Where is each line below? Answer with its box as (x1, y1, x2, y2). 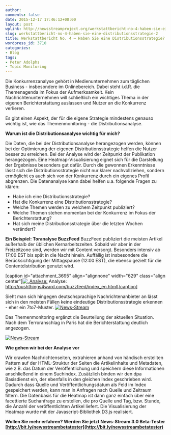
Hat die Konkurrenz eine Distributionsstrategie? (12, 199, 112, 205)
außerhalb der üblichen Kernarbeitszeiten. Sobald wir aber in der (5, 241, 141, 248)
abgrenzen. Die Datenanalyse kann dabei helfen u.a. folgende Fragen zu (5, 178, 157, 184)
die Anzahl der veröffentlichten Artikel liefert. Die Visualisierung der (5, 403, 147, 410)
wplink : (5, 26, 22, 32)
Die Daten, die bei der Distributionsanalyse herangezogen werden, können (5, 141, 161, 147)
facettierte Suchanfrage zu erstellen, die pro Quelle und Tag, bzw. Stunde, (5, 398, 161, 404)
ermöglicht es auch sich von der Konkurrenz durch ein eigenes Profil (5, 173, 149, 179)
